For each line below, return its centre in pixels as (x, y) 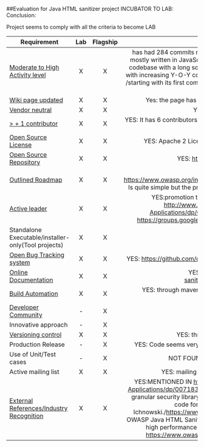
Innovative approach (39, 325)
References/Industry (39, 408)
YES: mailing (179, 372)
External (21, 401)
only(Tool (23, 245)
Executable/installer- (39, 237)
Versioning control (36, 335)
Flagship (105, 42)
